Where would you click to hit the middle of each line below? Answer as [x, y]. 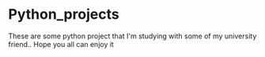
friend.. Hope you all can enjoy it [61, 44]
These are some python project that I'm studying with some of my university [132, 36]
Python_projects [64, 14]
